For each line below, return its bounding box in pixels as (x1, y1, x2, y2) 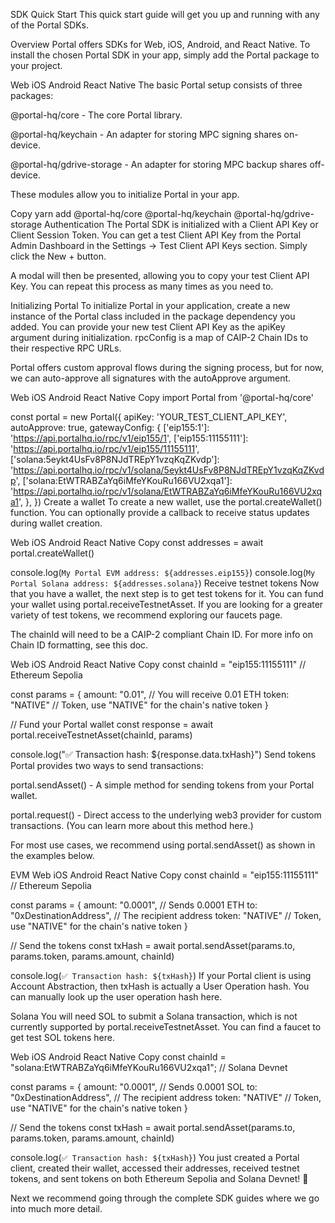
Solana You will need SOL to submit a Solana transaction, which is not (10, 1010, 298, 1022)
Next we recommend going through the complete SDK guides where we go (10, 1192, 320, 1204)
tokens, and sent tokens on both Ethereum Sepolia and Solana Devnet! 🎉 (10, 1173, 309, 1184)
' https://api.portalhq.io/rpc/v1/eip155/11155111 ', (10, 443, 200, 454)
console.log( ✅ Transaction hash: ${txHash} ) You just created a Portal (10, 1152, 300, 1163)
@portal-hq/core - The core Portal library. (10, 109, 183, 121)
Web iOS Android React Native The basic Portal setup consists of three (10, 79, 303, 91)
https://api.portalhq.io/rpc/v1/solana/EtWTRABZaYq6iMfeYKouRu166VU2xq (13, 485, 323, 497)
